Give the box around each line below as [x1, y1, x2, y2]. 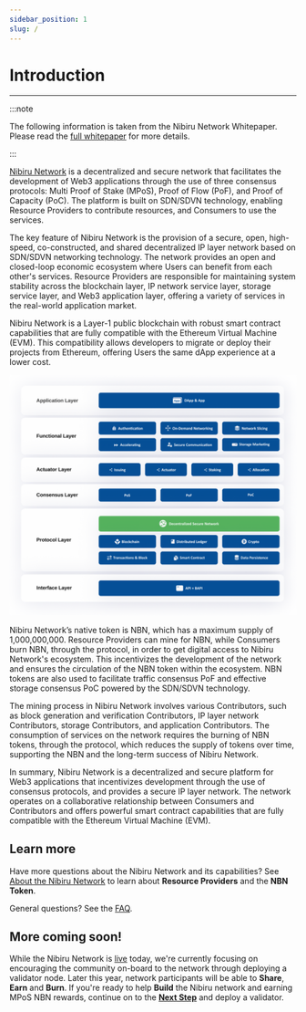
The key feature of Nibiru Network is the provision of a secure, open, [9, 233, 268, 244]
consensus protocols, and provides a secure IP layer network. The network [9, 786, 291, 797]
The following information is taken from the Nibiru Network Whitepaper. [9, 121, 278, 132]
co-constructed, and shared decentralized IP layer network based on [36, 242, 296, 253]
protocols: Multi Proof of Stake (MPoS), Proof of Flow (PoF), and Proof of [9, 185, 284, 196]
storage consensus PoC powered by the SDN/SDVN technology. [9, 683, 250, 694]
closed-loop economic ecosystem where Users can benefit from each [9, 261, 273, 273]
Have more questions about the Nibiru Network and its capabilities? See [9, 865, 280, 876]
